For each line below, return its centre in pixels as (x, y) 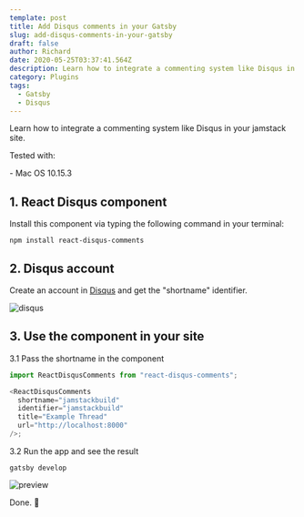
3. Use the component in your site (107, 336)
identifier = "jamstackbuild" (71, 409)
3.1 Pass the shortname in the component (87, 358)
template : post (38, 18)
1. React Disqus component (88, 202)
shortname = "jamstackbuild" (69, 400)
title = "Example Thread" (62, 417)
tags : (20, 86)
